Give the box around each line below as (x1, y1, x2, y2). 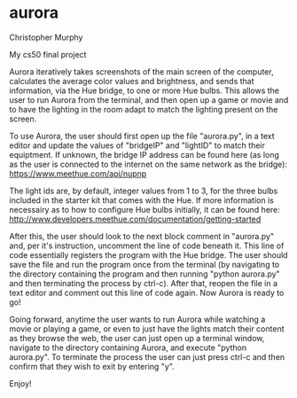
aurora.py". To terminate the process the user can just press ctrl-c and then (9, 351, 285, 362)
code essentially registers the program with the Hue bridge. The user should (9, 249, 288, 260)
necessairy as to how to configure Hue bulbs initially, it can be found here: (9, 204, 281, 215)
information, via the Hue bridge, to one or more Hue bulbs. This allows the (9, 85, 280, 96)
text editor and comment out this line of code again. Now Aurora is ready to (9, 287, 285, 298)
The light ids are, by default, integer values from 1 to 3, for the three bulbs (9, 185, 278, 196)
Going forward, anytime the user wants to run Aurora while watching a (9, 314, 266, 324)
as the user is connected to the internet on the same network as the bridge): (9, 159, 288, 169)
